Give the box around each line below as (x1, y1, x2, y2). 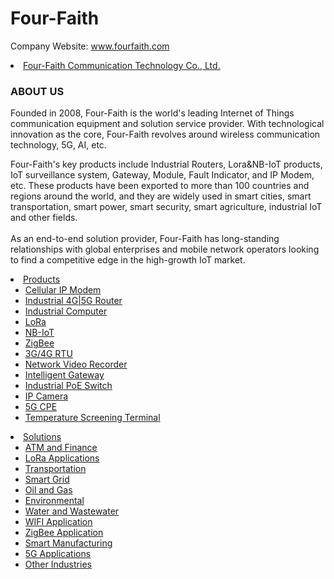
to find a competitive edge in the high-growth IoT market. (10, 254, 246, 266)
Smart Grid (24, 473, 70, 486)
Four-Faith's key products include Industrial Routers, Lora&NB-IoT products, (10, 158, 323, 171)
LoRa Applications (24, 452, 100, 464)
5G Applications (24, 548, 92, 560)
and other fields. (10, 212, 78, 224)
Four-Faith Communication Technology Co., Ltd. (23, 59, 221, 71)
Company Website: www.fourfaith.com (10, 40, 170, 52)
